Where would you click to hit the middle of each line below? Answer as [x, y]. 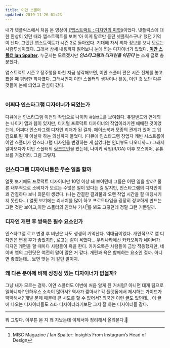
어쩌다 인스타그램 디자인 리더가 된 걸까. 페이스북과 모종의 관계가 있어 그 [86, 130]
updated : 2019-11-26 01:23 [34, 15]
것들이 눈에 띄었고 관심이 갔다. [35, 85]
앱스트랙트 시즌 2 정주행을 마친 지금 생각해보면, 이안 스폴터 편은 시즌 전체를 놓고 [84, 72]
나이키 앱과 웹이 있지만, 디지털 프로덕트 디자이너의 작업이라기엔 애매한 [79, 123]
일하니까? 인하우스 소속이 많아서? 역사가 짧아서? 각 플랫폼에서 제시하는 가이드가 [83, 292]
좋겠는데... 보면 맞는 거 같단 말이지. [45, 259]
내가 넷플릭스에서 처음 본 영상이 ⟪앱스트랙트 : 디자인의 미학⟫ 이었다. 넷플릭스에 [82, 30]
